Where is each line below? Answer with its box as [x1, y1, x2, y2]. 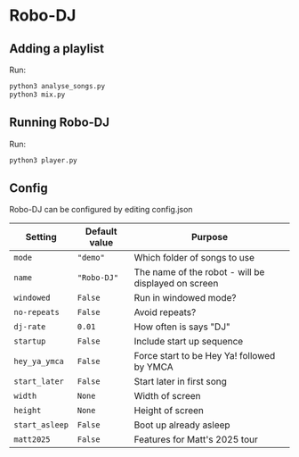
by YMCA [133, 361, 174, 373]
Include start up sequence [133, 336, 244, 348]
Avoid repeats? [133, 306, 197, 319]
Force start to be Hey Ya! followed [133, 350, 276, 362]
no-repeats [13, 307, 60, 318]
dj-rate [13, 322, 46, 332]
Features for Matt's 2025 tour [133, 434, 258, 446]
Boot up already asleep [133, 419, 230, 431]
